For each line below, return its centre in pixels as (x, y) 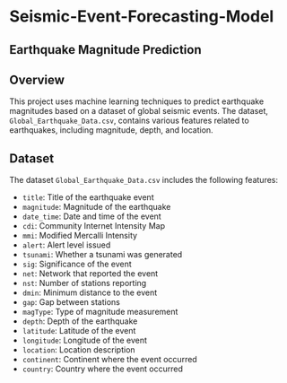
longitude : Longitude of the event (85, 340)
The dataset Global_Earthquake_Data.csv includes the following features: (144, 180)
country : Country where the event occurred (103, 369)
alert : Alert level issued (66, 245)
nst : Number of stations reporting (84, 283)
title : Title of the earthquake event (88, 197)
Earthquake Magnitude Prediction (105, 50)
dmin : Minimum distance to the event (90, 292)
